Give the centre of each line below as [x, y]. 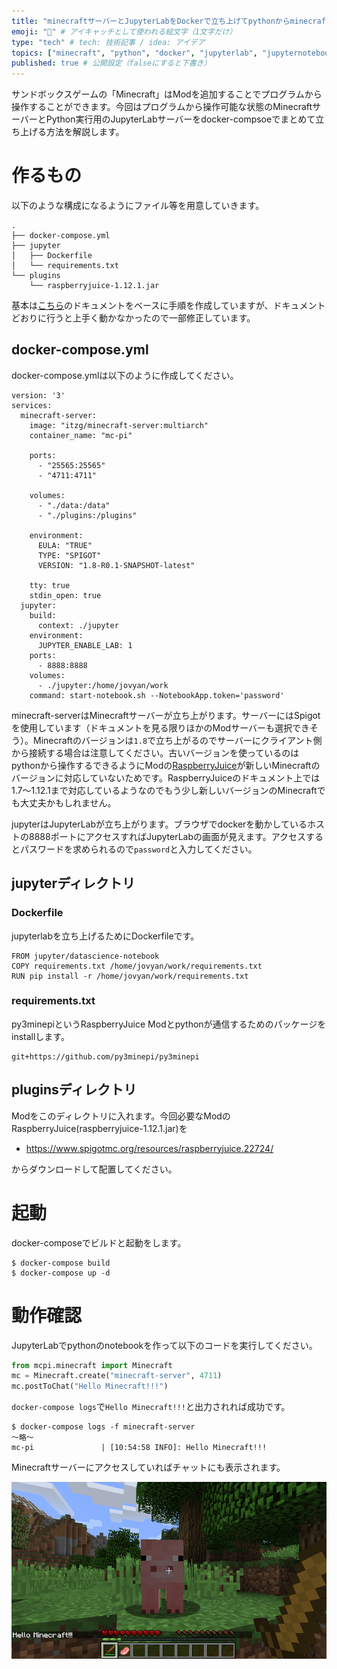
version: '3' [38, 395]
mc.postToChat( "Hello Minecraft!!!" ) [90, 1386]
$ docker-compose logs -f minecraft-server [103, 1427]
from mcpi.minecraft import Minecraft [92, 1365]
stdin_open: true [65, 595]
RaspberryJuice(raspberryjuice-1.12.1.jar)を [99, 1128]
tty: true [50, 585]
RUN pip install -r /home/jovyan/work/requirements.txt [130, 976]
